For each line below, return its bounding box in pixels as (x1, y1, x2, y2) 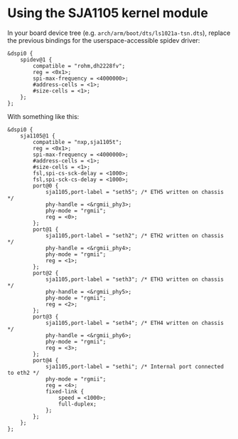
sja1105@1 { (20, 132, 55, 140)
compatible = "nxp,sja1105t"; (33, 138, 122, 145)
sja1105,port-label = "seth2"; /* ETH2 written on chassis (45, 232, 224, 239)
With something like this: (7, 112, 80, 120)
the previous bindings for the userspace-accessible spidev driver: (7, 36, 200, 44)
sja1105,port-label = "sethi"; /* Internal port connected (45, 363, 224, 370)
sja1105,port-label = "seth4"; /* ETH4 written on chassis (45, 319, 224, 326)
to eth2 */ (7, 369, 40, 376)
